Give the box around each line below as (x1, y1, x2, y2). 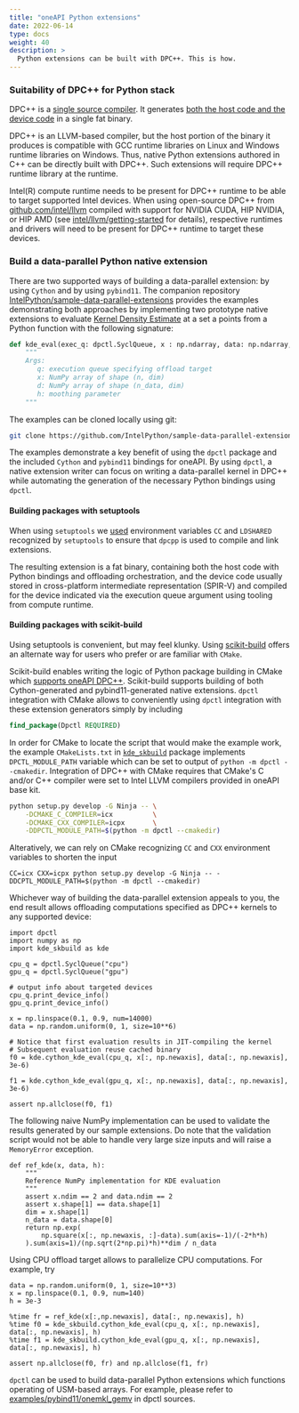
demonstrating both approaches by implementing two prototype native (9, 303, 269, 314)
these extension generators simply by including (9, 704, 183, 715)
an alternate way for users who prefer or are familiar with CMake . (9, 649, 243, 659)
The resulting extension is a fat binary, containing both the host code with (9, 561, 279, 572)
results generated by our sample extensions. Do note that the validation (9, 1125, 271, 1135)
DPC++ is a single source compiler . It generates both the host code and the (9, 104, 286, 115)
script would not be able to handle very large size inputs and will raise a (9, 1134, 271, 1145)
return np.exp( (25, 1223, 82, 1232)
